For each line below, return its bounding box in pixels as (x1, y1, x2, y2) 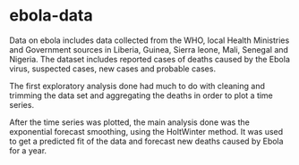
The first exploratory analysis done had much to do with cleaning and (9, 80, 266, 91)
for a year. (9, 144, 47, 156)
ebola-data (9, 5, 93, 26)
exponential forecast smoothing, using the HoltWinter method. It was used (9, 126, 284, 136)
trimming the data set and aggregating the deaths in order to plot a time (9, 90, 273, 101)
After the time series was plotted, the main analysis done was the (9, 117, 251, 128)
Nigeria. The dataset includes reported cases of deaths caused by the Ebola (9, 54, 291, 64)
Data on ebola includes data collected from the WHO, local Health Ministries (9, 35, 290, 45)
